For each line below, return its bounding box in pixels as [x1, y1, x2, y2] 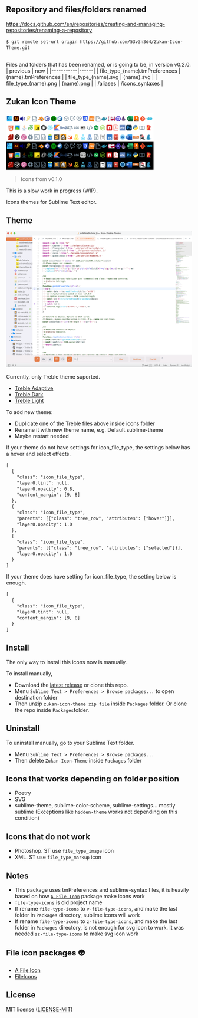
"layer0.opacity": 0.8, [16, 486, 75, 492]
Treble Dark [14, 390, 44, 398]
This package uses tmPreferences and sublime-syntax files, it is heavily [14, 886, 189, 894]
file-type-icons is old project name [14, 899, 103, 906]
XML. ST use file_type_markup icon [14, 853, 102, 861]
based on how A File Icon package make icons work [14, 893, 146, 900]
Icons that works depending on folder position [6, 774, 180, 784]
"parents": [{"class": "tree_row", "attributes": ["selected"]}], [16, 545, 183, 551]
